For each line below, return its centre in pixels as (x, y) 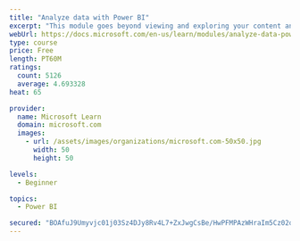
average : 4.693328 (52, 84)
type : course (33, 42)
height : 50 (53, 158)
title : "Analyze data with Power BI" (79, 17)
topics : (24, 199)
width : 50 (51, 150)
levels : (24, 174)
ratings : (25, 68)
